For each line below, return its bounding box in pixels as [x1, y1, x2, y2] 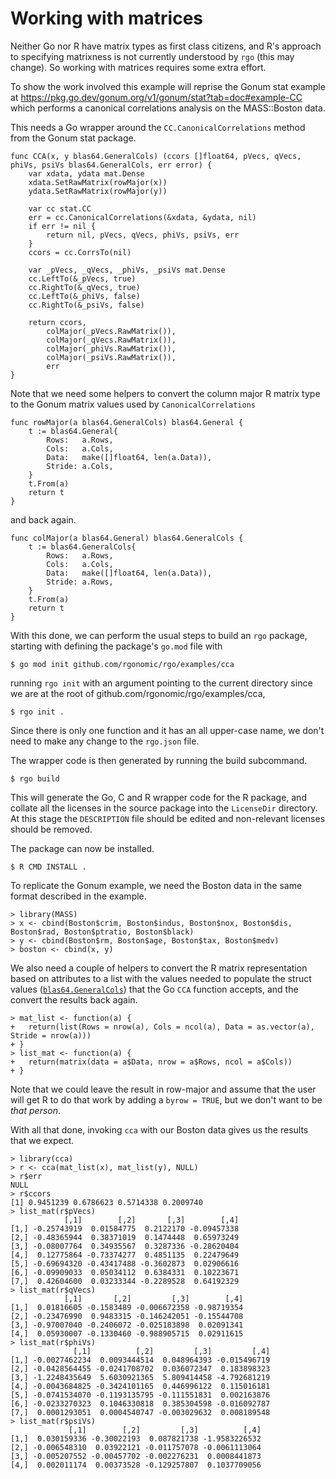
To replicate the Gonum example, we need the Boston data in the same [10, 879, 303, 891]
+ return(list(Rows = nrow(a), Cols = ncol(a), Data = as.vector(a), [10, 1022, 315, 1032]
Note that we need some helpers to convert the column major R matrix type [10, 387, 321, 399]
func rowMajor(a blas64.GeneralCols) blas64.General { [10, 417, 244, 427]
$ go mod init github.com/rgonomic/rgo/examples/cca [10, 659, 235, 669]
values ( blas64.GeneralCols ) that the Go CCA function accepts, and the [10, 983, 299, 995]
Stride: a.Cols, [46, 461, 114, 471]
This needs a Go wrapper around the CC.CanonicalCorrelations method [10, 121, 306, 133]
